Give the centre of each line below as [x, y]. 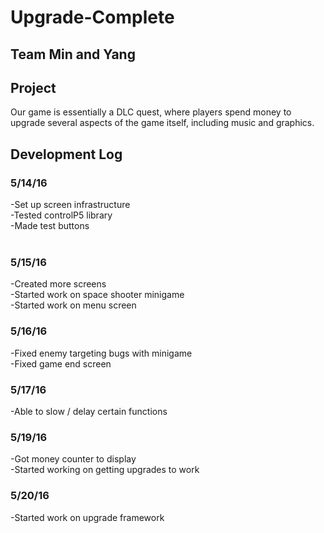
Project [33, 87]
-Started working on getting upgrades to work [105, 470]
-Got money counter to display [73, 459]
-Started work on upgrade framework [87, 517]
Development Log [66, 154]
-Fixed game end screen [61, 363]
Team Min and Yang [73, 54]
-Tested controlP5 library [61, 215]
